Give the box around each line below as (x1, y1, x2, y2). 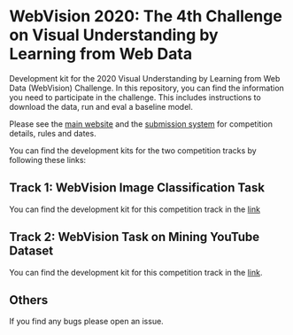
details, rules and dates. (9, 128, 96, 138)
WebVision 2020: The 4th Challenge (9, 6, 283, 27)
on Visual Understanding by (9, 25, 219, 45)
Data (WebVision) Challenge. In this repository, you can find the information (9, 82, 285, 93)
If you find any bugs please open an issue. (9, 316, 164, 327)
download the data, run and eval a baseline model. (9, 101, 193, 112)
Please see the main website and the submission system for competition (9, 118, 273, 129)
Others (9, 292, 49, 308)
